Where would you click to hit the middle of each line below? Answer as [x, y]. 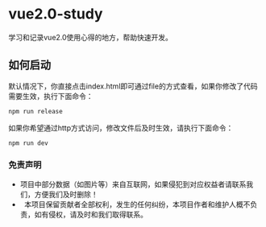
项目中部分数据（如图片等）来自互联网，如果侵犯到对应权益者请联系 [133, 184]
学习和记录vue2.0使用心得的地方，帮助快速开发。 [91, 37]
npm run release [35, 111]
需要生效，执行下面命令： [51, 96]
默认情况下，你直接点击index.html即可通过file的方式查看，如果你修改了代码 [133, 86]
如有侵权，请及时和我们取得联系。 [91, 214]
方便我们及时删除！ [66, 194]
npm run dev [28, 143]
